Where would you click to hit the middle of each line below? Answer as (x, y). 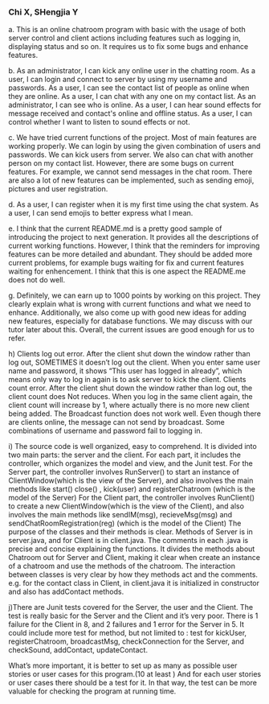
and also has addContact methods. (66, 592)
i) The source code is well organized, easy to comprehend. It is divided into (132, 447)
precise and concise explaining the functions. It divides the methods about (132, 549)
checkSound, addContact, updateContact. (78, 650)
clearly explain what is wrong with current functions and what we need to (130, 304)
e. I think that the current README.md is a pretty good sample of (115, 228)
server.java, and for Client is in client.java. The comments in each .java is (128, 541)
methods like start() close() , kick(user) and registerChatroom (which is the (132, 489)
